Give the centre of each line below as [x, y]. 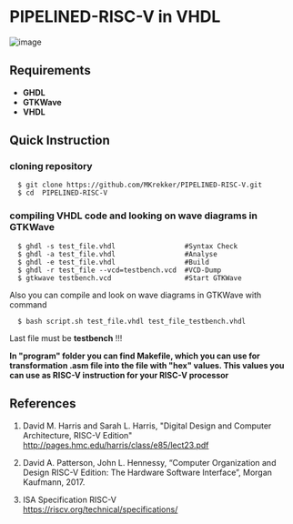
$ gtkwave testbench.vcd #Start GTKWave [130, 278]
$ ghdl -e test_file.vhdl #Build [113, 262]
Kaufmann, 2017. [54, 482]
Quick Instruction [60, 141]
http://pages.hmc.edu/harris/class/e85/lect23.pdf [116, 445]
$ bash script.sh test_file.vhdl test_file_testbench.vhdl [132, 321]
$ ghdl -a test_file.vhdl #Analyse [118, 254]
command [28, 304]
